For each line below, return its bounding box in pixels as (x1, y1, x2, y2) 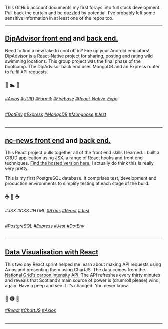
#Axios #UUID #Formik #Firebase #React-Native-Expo (5, 96, 118, 102)
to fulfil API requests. (5, 69, 48, 75)
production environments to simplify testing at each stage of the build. (5, 180, 150, 187)
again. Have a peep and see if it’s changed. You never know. (5, 282, 129, 288)
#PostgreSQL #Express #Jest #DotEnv (5, 223, 85, 229)
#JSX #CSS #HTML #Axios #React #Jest (5, 207, 90, 213)
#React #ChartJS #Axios (5, 307, 56, 313)
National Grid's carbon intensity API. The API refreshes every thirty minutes (5, 272, 161, 278)
